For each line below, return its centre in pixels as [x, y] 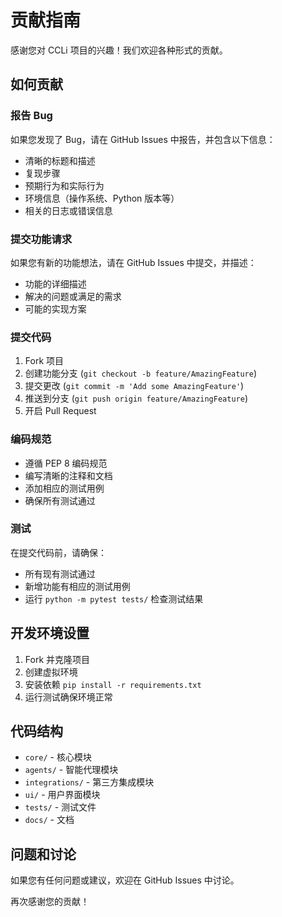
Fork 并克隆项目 [57, 659]
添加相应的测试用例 [64, 488]
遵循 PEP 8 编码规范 [66, 463]
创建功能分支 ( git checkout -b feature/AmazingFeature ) [140, 373]
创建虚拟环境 [51, 672]
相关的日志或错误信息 [68, 210]
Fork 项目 [44, 361]
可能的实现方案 [55, 308]
